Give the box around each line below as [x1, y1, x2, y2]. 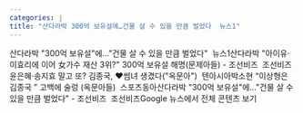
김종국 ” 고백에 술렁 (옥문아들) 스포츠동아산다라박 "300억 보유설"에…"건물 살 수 [9, 81, 294, 92]
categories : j [9, 13, 64, 23]
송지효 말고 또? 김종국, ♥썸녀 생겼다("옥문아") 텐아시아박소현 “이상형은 [33, 70, 288, 81]
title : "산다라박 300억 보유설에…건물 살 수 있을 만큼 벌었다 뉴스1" [9, 22, 241, 31]
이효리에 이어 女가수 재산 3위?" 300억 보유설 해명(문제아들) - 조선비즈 [9, 59, 258, 70]
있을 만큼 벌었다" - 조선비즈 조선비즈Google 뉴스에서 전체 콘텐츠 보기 [9, 92, 258, 104]
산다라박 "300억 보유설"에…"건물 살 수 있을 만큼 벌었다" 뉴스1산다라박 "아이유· [9, 47, 290, 59]
